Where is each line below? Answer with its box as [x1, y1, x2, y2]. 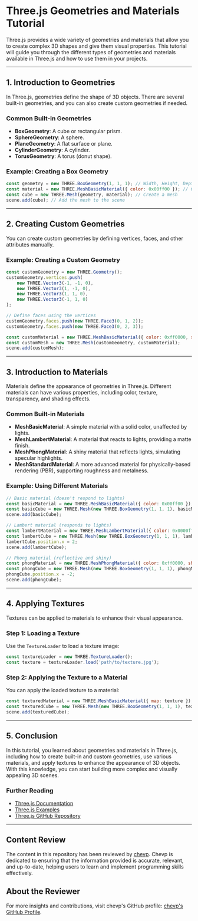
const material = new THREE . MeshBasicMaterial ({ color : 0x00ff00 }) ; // [6, 186, 189, 192]
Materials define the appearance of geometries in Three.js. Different [6, 383, 171, 390]
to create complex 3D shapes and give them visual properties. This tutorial [6, 42, 187, 50]
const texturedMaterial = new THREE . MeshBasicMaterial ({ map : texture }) [6, 698, 192, 704]
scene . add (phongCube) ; [6, 577, 62, 583]
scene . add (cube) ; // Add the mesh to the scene [6, 197, 126, 203]
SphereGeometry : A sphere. [14, 134, 84, 141]
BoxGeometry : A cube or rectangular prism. [14, 128, 122, 135]
